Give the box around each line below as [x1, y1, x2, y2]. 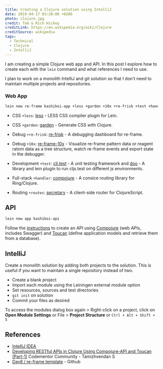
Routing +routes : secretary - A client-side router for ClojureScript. [12, 190, 144, 195]
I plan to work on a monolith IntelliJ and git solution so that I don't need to [5, 76, 152, 81]
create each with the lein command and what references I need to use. [5, 66, 148, 72]
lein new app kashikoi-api [5, 216, 60, 221]
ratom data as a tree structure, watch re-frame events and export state [12, 146, 154, 152]
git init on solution [12, 292, 53, 298]
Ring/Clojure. [12, 180, 39, 186]
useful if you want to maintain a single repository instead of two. [5, 268, 133, 273]
